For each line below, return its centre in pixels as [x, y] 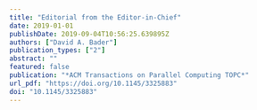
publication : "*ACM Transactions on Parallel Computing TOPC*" [129, 75]
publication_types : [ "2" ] [57, 51]
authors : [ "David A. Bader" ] [63, 42]
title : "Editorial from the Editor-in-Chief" [95, 17]
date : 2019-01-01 [41, 26]
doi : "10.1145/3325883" [54, 91]
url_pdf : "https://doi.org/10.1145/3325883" [93, 83]
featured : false [39, 67]
